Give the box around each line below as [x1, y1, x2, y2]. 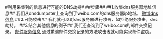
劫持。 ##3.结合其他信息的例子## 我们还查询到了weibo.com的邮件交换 [5, 22, 148, 28]
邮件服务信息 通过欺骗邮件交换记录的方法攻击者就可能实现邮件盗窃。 [14, 29, 154, 34]
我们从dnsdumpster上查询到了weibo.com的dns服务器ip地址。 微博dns [16, 10, 158, 16]
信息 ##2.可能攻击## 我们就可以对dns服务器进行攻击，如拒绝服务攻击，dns [5, 17, 158, 22]
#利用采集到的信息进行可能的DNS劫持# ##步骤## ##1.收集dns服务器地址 [5, 4, 152, 10]
